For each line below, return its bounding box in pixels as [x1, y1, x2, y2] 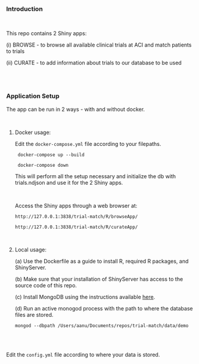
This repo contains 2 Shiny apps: [6, 30, 87, 37]
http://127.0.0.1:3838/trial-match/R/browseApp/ [14, 213, 138, 219]
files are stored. [14, 311, 54, 318]
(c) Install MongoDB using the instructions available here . [14, 293, 156, 300]
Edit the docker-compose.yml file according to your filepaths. [14, 140, 161, 147]
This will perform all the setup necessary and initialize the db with [14, 172, 176, 180]
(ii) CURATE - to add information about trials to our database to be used [6, 59, 182, 67]
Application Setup [6, 92, 60, 100]
